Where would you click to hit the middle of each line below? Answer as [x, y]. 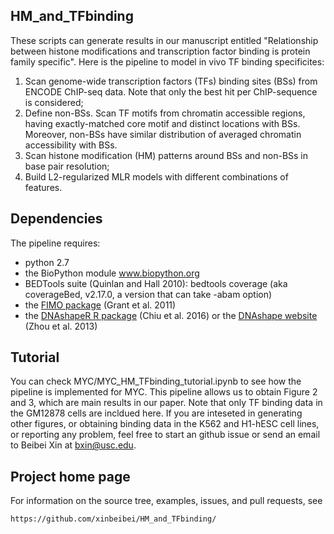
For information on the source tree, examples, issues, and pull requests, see [166, 501]
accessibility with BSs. [71, 145]
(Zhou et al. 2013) [61, 326]
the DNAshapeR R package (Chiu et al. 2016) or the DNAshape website [171, 315]
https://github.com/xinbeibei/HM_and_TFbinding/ [113, 519]
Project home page [70, 476]
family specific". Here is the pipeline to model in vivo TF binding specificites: [167, 61]
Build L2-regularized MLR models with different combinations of [156, 176]
